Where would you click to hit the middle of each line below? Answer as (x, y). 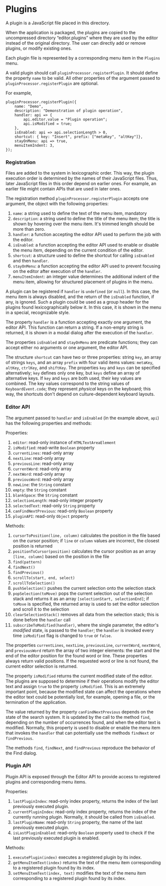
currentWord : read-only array (42, 469)
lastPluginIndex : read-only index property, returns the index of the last (85, 801)
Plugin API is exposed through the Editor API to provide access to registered (83, 776)
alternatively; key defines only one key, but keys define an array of (73, 373)
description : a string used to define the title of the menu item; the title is (86, 219)
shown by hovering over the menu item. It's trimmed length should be (83, 224)
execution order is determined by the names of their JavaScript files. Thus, (82, 178)
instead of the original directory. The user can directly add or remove (76, 43)
